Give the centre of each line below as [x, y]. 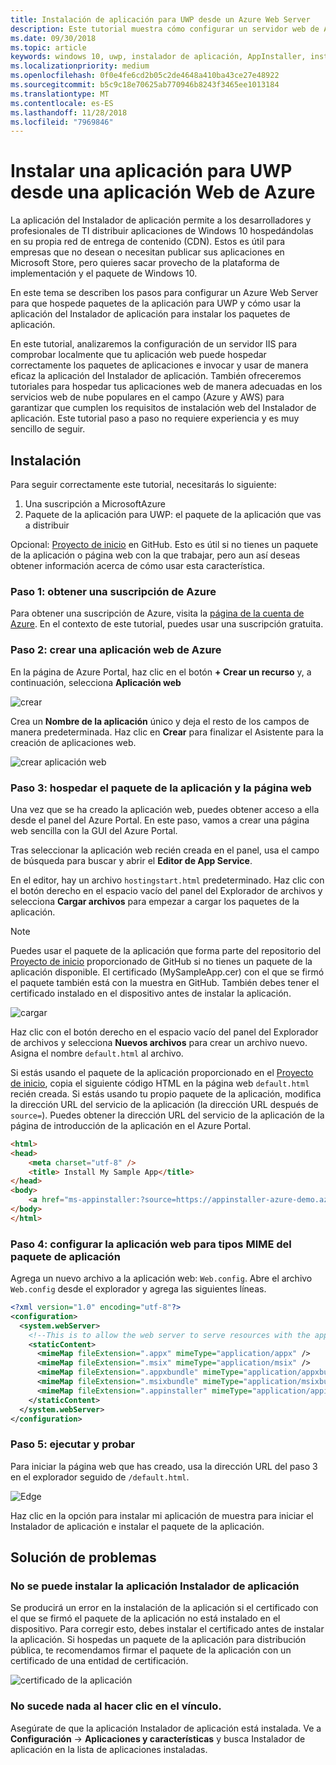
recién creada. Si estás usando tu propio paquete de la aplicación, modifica [166, 1093]
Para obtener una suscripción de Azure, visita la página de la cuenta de [157, 613]
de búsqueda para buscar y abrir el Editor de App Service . [131, 860]
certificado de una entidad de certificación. [99, 1661]
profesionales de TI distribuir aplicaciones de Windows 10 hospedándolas [162, 231]
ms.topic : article [48, 47]
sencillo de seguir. [48, 429]
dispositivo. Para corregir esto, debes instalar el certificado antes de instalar [167, 1629]
